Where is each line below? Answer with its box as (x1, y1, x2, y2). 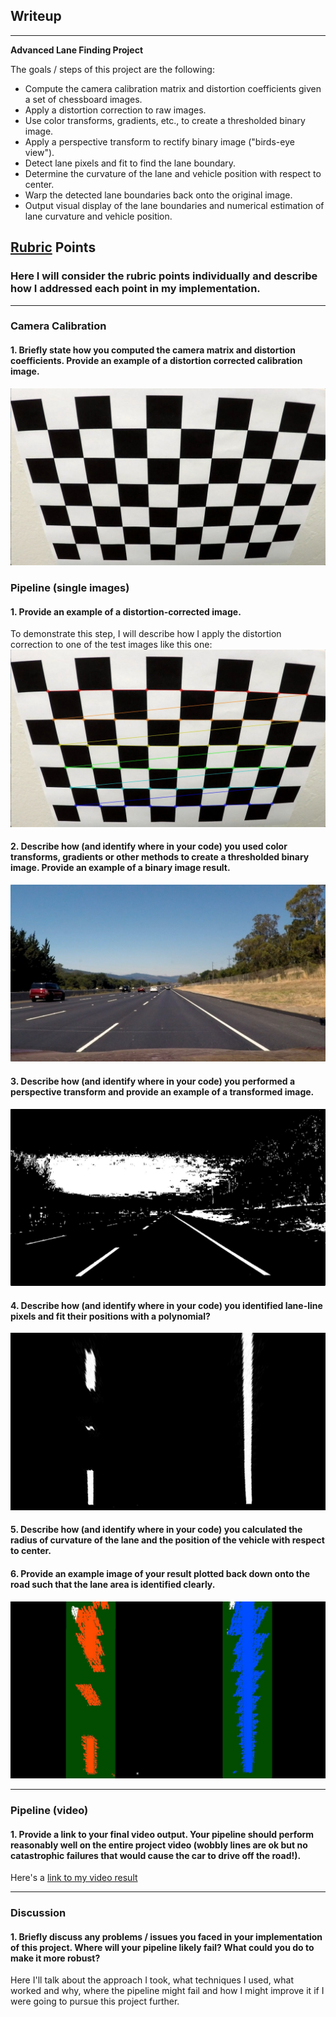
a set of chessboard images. (24, 93, 143, 105)
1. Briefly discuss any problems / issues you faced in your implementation (10, 1930, 323, 1943)
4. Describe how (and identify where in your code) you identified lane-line (10, 1299, 323, 1311)
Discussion (10, 1906, 67, 1920)
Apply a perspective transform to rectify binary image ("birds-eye (24, 135, 295, 148)
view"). (24, 146, 55, 158)
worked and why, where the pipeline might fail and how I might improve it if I (10, 1985, 325, 1997)
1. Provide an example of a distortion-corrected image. (10, 605, 242, 618)
